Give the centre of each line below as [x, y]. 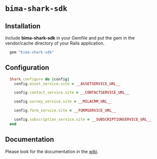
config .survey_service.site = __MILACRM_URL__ [63, 102]
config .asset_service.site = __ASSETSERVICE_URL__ [67, 84]
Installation [23, 26]
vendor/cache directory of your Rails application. [55, 43]
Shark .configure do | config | [40, 79]
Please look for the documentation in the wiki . [52, 151]
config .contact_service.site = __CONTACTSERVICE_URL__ [72, 93]
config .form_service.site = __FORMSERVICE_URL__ [65, 110]
